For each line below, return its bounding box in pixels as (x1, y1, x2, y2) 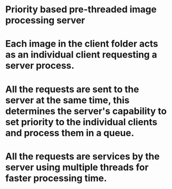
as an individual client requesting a (5, 49, 158, 61)
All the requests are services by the (5, 150, 160, 162)
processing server (5, 14, 85, 26)
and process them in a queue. (5, 127, 135, 139)
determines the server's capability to (5, 105, 167, 117)
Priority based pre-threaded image (5, 4, 157, 15)
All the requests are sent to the (5, 83, 140, 95)
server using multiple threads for (5, 161, 149, 173)
